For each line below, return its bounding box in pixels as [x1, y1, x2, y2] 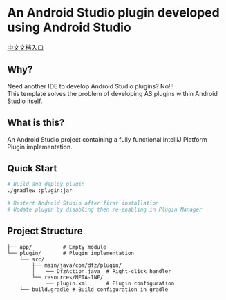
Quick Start [7, 162, 57, 174]
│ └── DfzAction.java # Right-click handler [32, 268, 171, 274]
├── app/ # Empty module [7, 243, 107, 250]
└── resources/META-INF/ [32, 274, 104, 281]
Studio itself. [7, 97, 43, 105]
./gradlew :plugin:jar [7, 187, 73, 194]
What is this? [7, 117, 65, 129]
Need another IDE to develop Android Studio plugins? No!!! [7, 82, 174, 91]
